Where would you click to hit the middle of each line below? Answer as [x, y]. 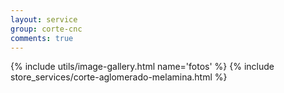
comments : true [42, 38]
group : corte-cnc [46, 29]
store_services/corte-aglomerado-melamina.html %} [119, 77]
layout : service [44, 19]
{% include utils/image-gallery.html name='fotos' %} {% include [142, 67]
